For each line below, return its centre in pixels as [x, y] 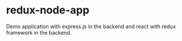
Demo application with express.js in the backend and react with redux [91, 26]
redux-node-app [48, 10]
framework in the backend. [39, 32]
